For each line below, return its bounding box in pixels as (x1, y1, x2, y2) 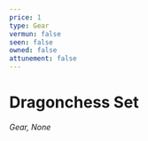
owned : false (9, 46, 58, 55)
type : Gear (9, 21, 50, 30)
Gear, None (9, 121, 51, 132)
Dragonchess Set (9, 92, 139, 113)
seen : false (9, 37, 53, 47)
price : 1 (9, 12, 42, 22)
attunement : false (9, 54, 77, 63)
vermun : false (9, 29, 62, 38)
